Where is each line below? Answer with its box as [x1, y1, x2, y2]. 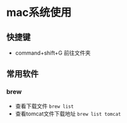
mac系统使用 [6, 6, 72, 20]
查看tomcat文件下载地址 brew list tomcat [15, 110, 121, 117]
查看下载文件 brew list [15, 102, 74, 110]
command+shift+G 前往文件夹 [15, 50, 91, 56]
